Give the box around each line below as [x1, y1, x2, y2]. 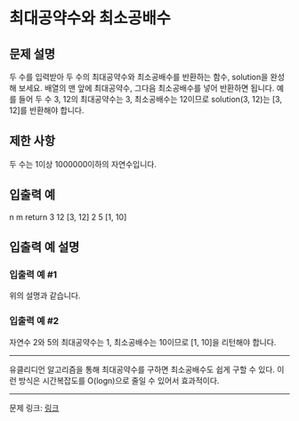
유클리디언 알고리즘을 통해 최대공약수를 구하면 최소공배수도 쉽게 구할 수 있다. [9, 364, 276, 375]
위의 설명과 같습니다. [9, 290, 81, 301]
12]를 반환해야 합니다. [9, 105, 85, 116]
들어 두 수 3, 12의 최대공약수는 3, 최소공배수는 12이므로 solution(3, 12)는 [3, [18, 94, 283, 104]
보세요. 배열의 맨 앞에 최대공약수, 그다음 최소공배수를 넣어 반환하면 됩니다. [18, 83, 275, 93]
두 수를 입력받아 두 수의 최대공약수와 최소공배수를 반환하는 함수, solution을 [9, 72, 269, 82]
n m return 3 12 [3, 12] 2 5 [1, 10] [9, 211, 127, 223]
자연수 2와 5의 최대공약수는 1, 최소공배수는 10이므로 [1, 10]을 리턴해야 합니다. [9, 336, 277, 347]
